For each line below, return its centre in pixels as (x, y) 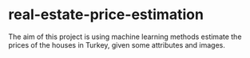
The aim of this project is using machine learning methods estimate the (125, 37)
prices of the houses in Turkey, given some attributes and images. (117, 44)
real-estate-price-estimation (106, 15)
